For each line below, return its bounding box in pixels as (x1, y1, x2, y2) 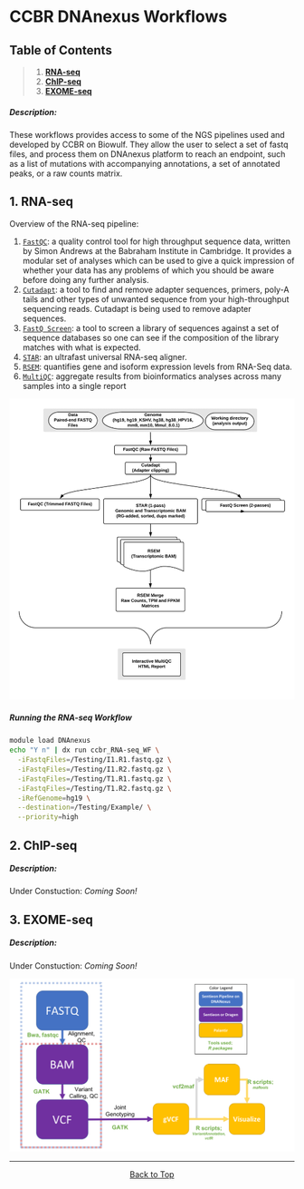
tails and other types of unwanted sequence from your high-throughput (22, 293, 290, 305)
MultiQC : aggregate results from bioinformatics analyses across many (22, 370, 282, 382)
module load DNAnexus (9, 736, 91, 746)
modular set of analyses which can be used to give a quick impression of (22, 255, 295, 266)
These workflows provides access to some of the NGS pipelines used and (9, 129, 285, 140)
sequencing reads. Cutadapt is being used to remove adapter (22, 303, 252, 314)
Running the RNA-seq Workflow (9, 712, 133, 723)
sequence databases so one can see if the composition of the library (22, 332, 280, 343)
